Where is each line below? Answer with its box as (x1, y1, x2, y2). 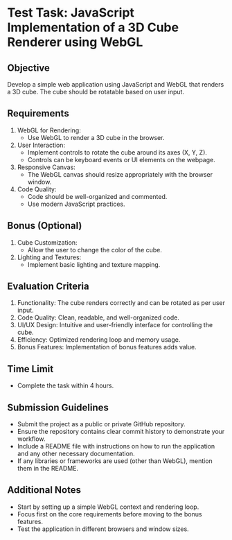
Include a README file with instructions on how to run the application (17, 442, 215, 451)
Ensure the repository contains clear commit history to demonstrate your (17, 428, 225, 436)
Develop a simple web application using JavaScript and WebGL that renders (7, 80, 224, 88)
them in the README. (17, 464, 78, 473)
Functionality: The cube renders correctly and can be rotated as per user (17, 299, 226, 307)
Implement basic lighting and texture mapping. (27, 260, 161, 268)
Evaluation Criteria (7, 281, 89, 293)
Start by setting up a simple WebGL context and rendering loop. (17, 503, 199, 511)
